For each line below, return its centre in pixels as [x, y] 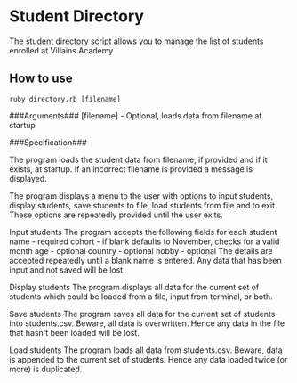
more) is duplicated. [46, 369]
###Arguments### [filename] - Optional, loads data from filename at [136, 115]
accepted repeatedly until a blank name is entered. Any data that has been [145, 260]
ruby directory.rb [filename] [65, 99]
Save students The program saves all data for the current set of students [142, 314]
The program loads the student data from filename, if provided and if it [138, 159]
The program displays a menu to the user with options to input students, [141, 196]
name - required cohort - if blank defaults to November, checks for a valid [144, 241]
